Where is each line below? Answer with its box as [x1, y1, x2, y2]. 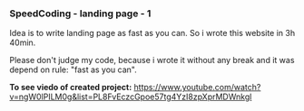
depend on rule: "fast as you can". [9, 64, 138, 75]
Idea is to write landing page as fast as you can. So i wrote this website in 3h [9, 28, 296, 39]
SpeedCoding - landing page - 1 [9, 7, 152, 20]
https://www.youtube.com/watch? [133, 82, 261, 93]
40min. [9, 37, 36, 48]
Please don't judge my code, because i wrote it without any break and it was [9, 55, 295, 66]
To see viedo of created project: [9, 82, 132, 93]
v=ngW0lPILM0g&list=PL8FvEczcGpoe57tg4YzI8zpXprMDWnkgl [9, 91, 252, 102]
